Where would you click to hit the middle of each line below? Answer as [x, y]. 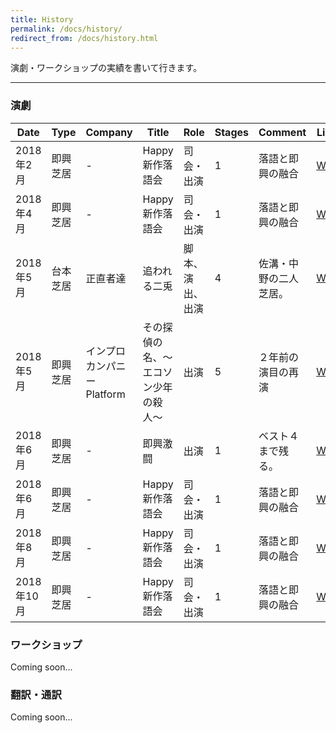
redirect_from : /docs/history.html [84, 38]
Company [109, 132]
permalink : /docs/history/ [66, 29]
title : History [42, 19]
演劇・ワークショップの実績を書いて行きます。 [106, 68]
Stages [232, 132]
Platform [105, 394]
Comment [282, 132]
